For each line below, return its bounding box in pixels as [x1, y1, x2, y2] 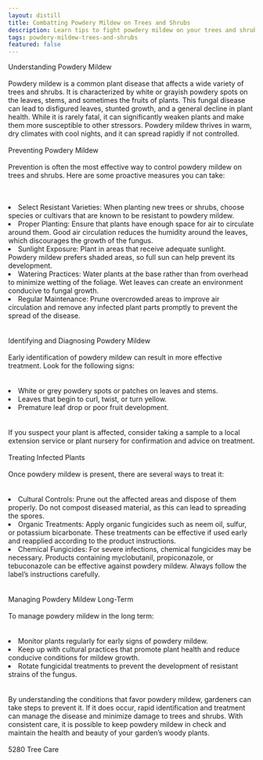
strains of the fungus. [8, 670, 77, 679]
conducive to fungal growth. [8, 286, 99, 295]
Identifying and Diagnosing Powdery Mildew [8, 336, 151, 345]
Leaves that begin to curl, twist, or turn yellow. [18, 394, 167, 404]
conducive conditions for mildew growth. [8, 653, 140, 663]
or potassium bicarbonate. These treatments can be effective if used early [8, 528, 248, 538]
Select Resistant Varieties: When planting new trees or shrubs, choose [18, 203, 245, 212]
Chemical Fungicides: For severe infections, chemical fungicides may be [18, 545, 252, 554]
